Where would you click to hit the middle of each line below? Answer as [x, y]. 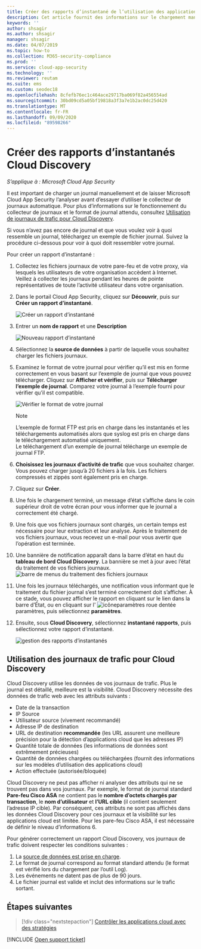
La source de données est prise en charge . [68, 856]
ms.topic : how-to [28, 51]
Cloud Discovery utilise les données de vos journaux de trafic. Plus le [92, 683]
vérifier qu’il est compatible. [50, 393]
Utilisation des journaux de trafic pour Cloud [91, 659]
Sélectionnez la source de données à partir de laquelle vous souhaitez [102, 350]
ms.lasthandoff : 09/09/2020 [42, 117]
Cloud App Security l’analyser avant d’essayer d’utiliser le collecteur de [94, 200]
